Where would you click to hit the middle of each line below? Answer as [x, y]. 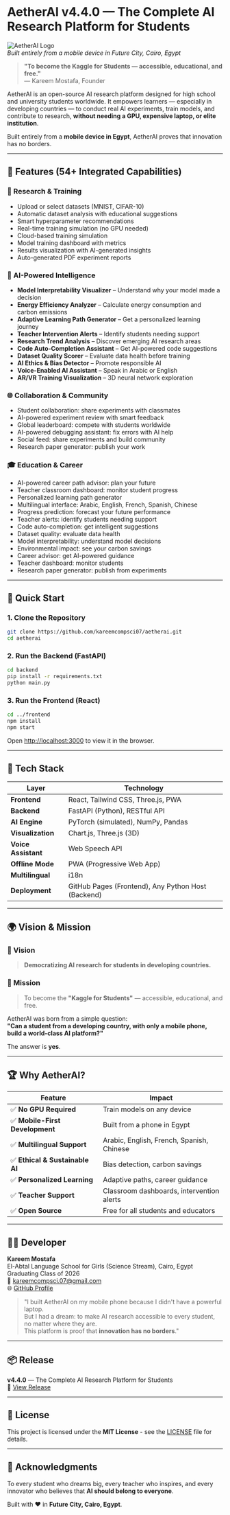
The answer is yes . [34, 1046]
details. [17, 1439]
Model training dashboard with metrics [72, 243]
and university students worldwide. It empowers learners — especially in [110, 101]
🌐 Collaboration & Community [58, 395]
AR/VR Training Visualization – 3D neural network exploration [105, 378]
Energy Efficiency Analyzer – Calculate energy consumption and [109, 304]
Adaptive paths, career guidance [155, 1180]
